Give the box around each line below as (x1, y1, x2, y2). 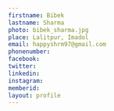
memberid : (8, 84, 41, 92)
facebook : (8, 55, 41, 63)
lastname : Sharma (8, 19, 65, 27)
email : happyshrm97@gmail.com (8, 41, 107, 48)
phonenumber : (8, 48, 51, 55)
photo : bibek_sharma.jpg (8, 26, 89, 34)
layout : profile (8, 91, 61, 99)
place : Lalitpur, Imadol (8, 33, 89, 41)
